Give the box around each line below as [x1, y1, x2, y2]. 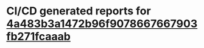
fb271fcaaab [6, 30, 71, 43]
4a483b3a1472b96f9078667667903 [6, 17, 198, 31]
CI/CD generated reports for [6, 4, 151, 18]
